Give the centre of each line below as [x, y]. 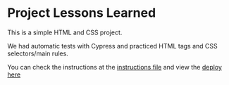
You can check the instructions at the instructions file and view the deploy [114, 67]
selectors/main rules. [38, 53]
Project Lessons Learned [82, 13]
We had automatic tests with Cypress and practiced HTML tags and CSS [113, 46]
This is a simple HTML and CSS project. [65, 32]
